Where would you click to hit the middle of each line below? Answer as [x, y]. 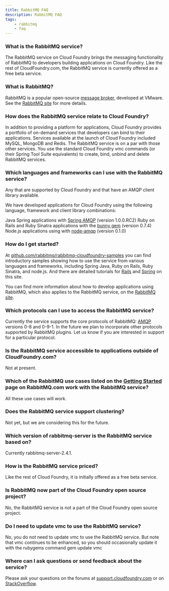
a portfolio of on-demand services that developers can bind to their [75, 133]
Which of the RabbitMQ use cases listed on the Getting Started [84, 381]
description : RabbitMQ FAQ [34, 15]
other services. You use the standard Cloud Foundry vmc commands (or [80, 149]
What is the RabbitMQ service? [44, 47]
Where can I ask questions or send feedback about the [74, 561]
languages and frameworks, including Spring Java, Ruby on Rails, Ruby [79, 266]
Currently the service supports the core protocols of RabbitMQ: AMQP [78, 321]
